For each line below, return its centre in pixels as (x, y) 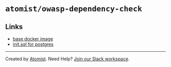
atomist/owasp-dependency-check (74, 9)
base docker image (33, 39)
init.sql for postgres (33, 44)
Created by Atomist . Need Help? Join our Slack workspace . (67, 59)
